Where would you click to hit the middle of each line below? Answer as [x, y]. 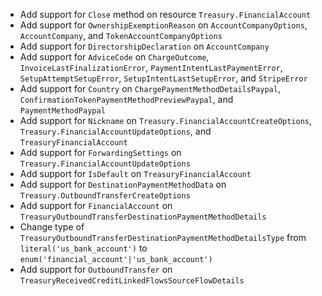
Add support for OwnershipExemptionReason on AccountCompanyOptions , [163, 25]
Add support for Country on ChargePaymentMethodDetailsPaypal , [150, 88]
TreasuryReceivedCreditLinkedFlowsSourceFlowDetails [132, 281]
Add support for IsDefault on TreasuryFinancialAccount [135, 173]
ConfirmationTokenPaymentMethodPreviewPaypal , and [126, 99]
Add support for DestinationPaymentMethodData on [123, 184]
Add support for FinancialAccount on [96, 205]
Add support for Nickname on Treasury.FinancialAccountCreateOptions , [166, 120]
